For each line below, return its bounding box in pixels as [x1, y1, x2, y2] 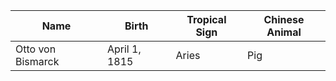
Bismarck [15, 55, 60, 68]
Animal [266, 25, 302, 39]
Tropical [186, 13, 227, 26]
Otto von [15, 42, 57, 56]
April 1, [106, 42, 142, 56]
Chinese [263, 13, 305, 26]
